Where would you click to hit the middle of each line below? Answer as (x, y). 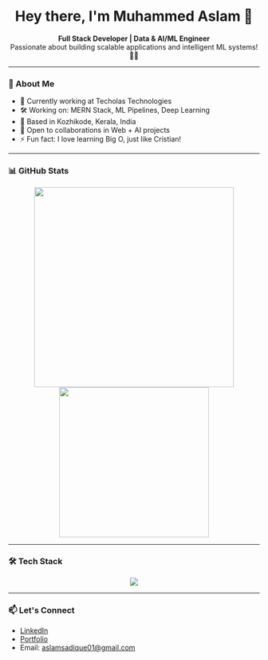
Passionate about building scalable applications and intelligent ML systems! (134, 46)
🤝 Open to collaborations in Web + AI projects (95, 130)
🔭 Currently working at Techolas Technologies (96, 101)
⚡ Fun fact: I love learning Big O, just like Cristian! (100, 139)
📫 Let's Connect (41, 610)
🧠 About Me (32, 83)
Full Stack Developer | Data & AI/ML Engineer (134, 38)
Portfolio (34, 639)
